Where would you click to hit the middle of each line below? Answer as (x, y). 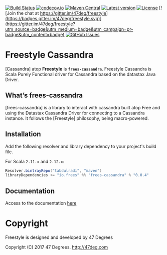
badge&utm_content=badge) (35, 35)
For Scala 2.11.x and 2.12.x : (35, 161)
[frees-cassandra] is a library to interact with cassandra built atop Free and (83, 107)
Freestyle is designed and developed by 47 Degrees (59, 237)
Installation (23, 134)
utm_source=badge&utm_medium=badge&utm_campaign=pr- (69, 29)
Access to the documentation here (41, 203)
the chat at (28, 13)
